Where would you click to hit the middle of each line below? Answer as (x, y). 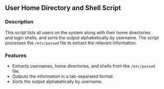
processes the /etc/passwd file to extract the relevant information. (71, 43)
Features (16, 55)
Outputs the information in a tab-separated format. (63, 76)
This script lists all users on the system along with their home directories (78, 32)
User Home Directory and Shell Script (63, 8)
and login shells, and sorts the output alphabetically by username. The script (82, 37)
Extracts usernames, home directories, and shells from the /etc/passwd (83, 66)
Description (19, 22)
